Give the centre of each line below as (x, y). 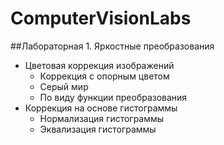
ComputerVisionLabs (101, 18)
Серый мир (64, 86)
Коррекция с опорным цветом (104, 76)
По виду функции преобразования (113, 97)
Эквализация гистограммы (98, 129)
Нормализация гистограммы (102, 118)
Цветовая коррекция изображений (99, 65)
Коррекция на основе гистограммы (101, 108)
